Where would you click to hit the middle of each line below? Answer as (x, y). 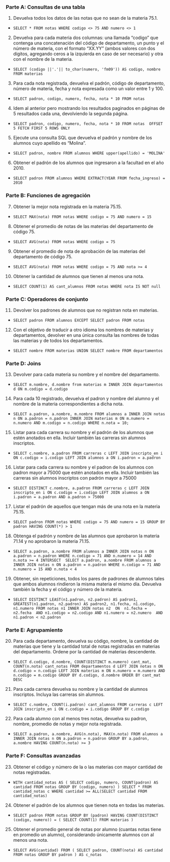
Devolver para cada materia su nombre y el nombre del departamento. (86, 375)
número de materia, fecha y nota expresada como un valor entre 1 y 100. (88, 89)
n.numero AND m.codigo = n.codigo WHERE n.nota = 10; (71, 423)
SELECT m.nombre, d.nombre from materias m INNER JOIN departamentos (88, 385)
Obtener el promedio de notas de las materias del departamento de (83, 226)
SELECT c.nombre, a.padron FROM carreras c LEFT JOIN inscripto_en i (88, 454)
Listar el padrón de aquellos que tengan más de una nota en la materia (87, 506)
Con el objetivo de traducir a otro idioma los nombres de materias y (83, 330)
